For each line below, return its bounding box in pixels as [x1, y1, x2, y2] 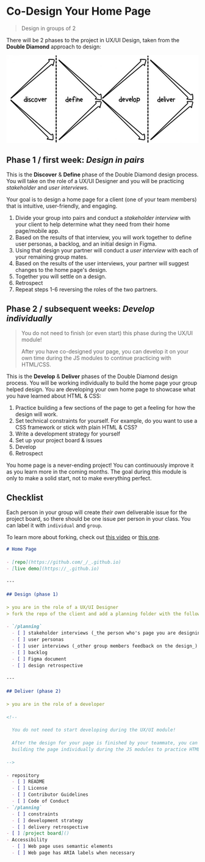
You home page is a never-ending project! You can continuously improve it [6, 461, 194, 469]
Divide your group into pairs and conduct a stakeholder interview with [15, 214, 191, 222]
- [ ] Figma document [12, 656, 67, 662]
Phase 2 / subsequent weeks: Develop [6, 303, 155, 314]
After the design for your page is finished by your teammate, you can [12, 740, 198, 746]
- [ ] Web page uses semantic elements [12, 844, 113, 850]
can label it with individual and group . [6, 521, 103, 529]
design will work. [15, 410, 58, 418]
